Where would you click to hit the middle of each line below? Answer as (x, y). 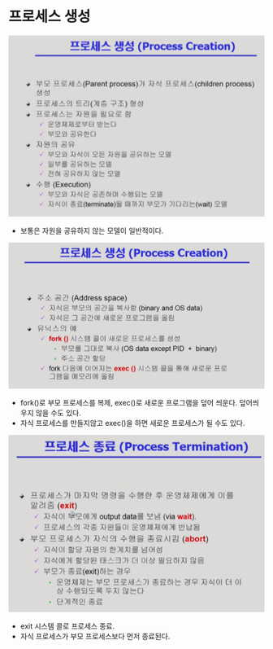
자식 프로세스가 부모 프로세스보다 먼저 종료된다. (95, 636)
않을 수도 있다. (58, 413)
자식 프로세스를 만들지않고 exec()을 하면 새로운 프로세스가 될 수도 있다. (132, 423)
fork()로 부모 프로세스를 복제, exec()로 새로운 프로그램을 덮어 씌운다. (129, 403)
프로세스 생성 (50, 17)
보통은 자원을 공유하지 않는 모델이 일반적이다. (92, 231)
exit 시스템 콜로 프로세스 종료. (67, 626)
